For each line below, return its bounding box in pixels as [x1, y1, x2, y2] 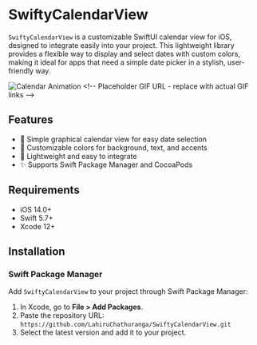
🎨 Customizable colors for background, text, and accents [19, 142, 208, 153]
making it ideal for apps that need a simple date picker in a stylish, [8, 57, 226, 67]
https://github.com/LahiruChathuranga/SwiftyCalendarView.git [19, 321, 231, 329]
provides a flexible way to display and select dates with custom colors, [8, 49, 241, 58]
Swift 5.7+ [19, 213, 53, 223]
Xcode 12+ [19, 221, 56, 231]
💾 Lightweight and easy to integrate [19, 151, 137, 161]
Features [8, 113, 53, 127]
